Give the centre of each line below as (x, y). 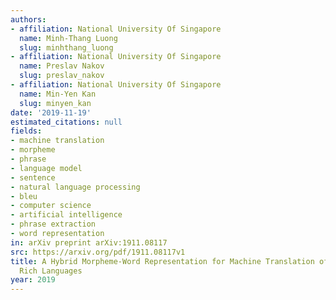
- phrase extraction (53, 224)
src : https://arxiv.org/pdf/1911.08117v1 (98, 252)
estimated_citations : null (66, 122)
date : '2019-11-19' (51, 112)
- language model (46, 168)
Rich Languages (51, 271)
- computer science (51, 206)
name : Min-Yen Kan (58, 94)
